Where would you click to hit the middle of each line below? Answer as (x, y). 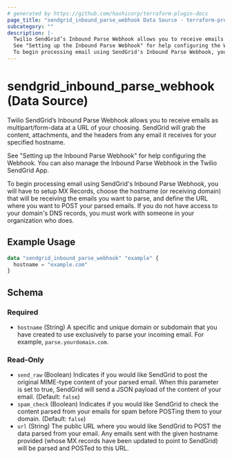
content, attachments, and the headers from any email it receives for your (112, 135)
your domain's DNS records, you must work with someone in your (101, 213)
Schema (25, 292)
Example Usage (41, 242)
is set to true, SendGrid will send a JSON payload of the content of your (119, 390)
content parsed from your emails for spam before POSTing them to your (119, 411)
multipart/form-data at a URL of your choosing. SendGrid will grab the (106, 127)
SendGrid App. (28, 170)
